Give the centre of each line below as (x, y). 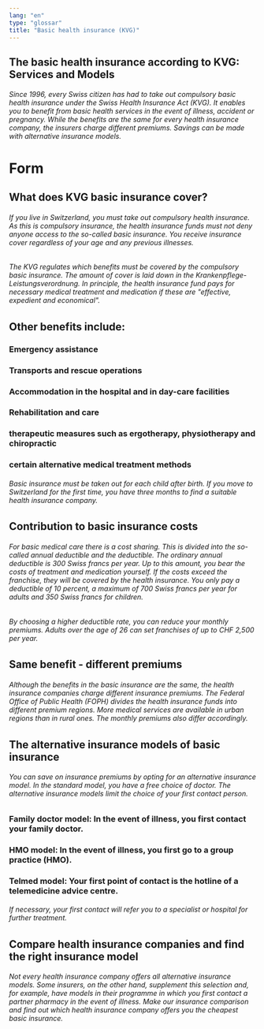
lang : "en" (27, 15)
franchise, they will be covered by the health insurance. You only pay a (125, 580)
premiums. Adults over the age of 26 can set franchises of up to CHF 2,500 (132, 630)
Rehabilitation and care (54, 412)
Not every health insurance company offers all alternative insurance (120, 977)
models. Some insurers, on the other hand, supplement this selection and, (129, 985)
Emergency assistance (54, 349)
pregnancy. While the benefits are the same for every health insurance (124, 120)
